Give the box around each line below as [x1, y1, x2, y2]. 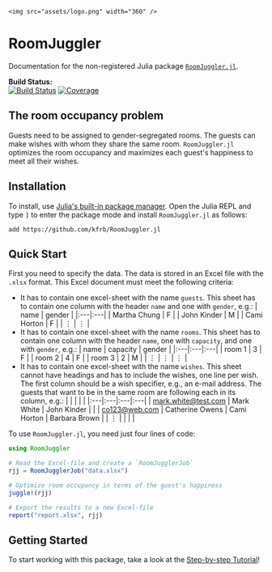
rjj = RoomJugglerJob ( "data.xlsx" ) [8, 467, 129, 475]
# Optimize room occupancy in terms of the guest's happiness [8, 481, 223, 489]
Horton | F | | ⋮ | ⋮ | [19, 319, 91, 328]
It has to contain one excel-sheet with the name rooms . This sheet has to [19, 328, 261, 337]
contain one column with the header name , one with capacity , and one [19, 336, 253, 345]
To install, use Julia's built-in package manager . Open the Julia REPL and [8, 201, 252, 210]
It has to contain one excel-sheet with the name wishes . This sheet [19, 362, 242, 371]
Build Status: [8, 77, 53, 87]
